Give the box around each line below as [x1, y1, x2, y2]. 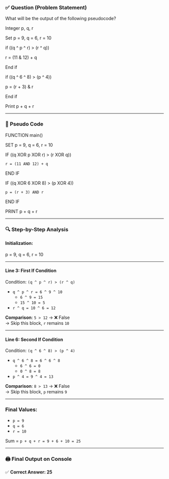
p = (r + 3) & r [5, 84, 34, 90]
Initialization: [5, 240, 34, 246]
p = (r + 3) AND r [5, 189, 44, 195]
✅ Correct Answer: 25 [5, 469, 53, 475]
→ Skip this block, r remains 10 [5, 320, 69, 326]
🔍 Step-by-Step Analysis [5, 226, 69, 233]
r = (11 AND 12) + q [5, 161, 49, 166]
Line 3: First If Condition [5, 267, 57, 273]
